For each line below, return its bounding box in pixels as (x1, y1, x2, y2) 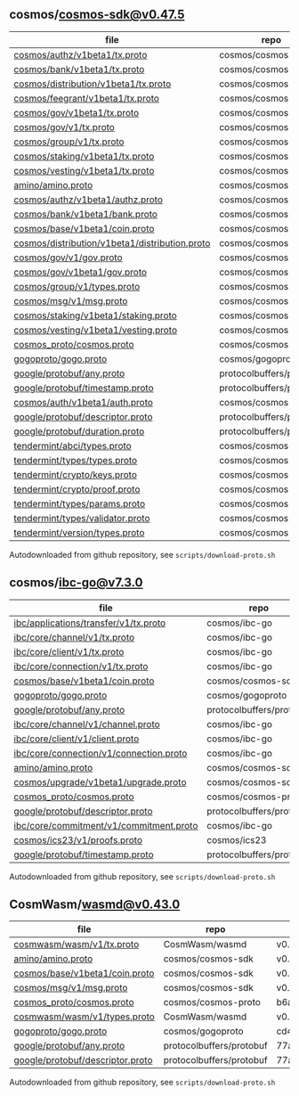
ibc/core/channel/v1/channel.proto (13, 717, 160, 730)
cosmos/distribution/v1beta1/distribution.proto (13, 236, 211, 249)
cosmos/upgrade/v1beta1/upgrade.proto (13, 775, 187, 788)
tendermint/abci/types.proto (13, 439, 132, 452)
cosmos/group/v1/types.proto (13, 280, 141, 292)
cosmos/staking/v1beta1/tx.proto (13, 150, 155, 162)
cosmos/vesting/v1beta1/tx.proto (13, 164, 155, 176)
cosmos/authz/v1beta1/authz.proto (13, 193, 163, 206)
